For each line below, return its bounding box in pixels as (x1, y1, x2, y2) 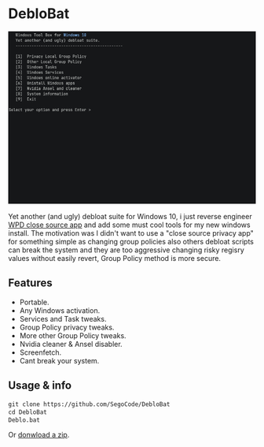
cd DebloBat (8, 408, 47, 416)
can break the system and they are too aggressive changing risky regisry (8, 245, 245, 255)
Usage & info (8, 378, 72, 392)
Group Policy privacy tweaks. (19, 322, 115, 332)
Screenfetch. (19, 348, 62, 357)
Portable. (19, 297, 49, 307)
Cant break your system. (19, 356, 100, 365)
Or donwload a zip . (8, 430, 70, 440)
